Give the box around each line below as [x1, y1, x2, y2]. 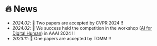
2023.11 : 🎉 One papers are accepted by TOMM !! [12, 35, 111, 41]
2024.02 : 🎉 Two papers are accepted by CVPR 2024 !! [12, 20, 124, 25]
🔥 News [5, 3, 38, 15]
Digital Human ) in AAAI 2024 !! [12, 30, 75, 36]
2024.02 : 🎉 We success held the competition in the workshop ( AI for [12, 25, 152, 31]
